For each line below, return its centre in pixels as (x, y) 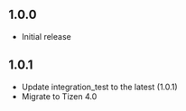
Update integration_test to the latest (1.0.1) (99, 87)
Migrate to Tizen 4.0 (59, 96)
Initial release (46, 36)
